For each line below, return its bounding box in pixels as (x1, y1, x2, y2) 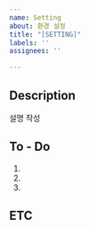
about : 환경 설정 (9, 22, 67, 31)
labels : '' (9, 38, 50, 48)
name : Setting (9, 13, 62, 22)
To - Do (9, 139, 51, 154)
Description (9, 87, 76, 103)
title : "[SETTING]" (9, 30, 82, 39)
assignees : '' (9, 47, 62, 56)
